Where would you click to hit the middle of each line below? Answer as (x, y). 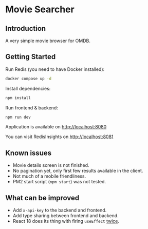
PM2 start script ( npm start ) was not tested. (59, 182)
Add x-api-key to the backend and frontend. (60, 210)
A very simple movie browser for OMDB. (48, 41)
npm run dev (18, 117)
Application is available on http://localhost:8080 (56, 127)
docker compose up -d (29, 79)
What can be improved (42, 198)
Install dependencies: (28, 88)
